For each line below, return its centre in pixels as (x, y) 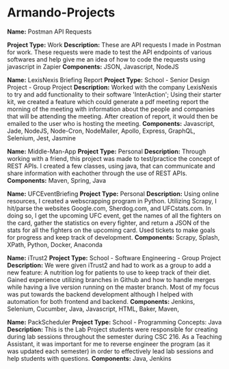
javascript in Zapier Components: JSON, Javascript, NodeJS (93, 66)
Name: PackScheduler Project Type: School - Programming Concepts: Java (114, 322)
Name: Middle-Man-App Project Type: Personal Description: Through (107, 151)
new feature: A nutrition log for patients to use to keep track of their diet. (109, 272)
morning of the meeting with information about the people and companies (111, 109)
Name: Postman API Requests (50, 31)
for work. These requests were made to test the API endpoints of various (109, 52)
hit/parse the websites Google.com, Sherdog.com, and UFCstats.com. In (109, 208)
